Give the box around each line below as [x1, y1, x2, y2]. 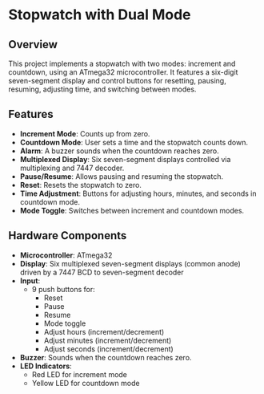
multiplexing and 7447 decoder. [19, 163, 125, 173]
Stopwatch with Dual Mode [8, 6, 191, 24]
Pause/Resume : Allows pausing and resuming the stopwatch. [19, 171, 224, 181]
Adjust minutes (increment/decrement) [43, 335, 172, 345]
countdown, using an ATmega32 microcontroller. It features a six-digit [8, 67, 238, 77]
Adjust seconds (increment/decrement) [43, 343, 174, 354]
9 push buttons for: [31, 284, 96, 294]
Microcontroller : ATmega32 [19, 250, 113, 260]
